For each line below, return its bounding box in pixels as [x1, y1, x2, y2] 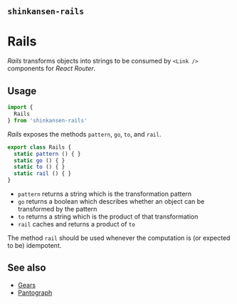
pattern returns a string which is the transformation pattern [17, 189, 192, 199]
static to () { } [14, 164, 65, 171]
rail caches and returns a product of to [17, 220, 135, 229]
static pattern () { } [14, 150, 81, 157]
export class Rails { [7, 143, 72, 151]
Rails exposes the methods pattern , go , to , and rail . [7, 130, 162, 138]
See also [7, 262, 46, 274]
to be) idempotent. [7, 241, 62, 250]
